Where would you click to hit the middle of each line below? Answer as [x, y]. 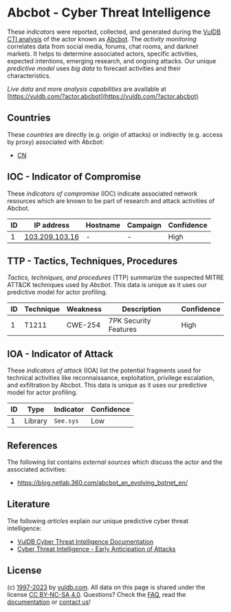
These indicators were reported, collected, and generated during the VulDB [114, 32]
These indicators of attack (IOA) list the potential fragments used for [104, 370]
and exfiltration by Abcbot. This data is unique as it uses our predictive [107, 385]
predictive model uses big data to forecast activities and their [94, 68]
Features [123, 330]
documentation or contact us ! [49, 602]
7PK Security [130, 321]
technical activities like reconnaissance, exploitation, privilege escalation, [111, 378]
